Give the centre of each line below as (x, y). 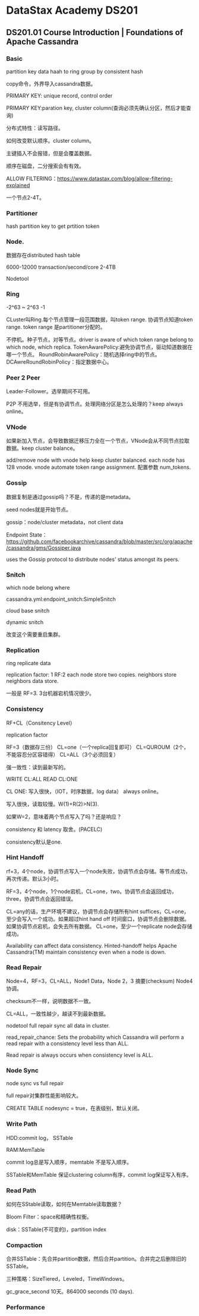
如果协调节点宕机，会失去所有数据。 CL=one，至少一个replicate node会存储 (99, 926)
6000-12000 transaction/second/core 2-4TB (61, 267)
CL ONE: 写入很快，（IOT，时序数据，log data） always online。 (84, 791)
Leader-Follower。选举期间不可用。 (50, 391)
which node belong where (38, 587)
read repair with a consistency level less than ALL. (67, 1044)
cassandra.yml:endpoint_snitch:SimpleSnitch (61, 599)
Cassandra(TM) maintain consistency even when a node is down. (86, 952)
